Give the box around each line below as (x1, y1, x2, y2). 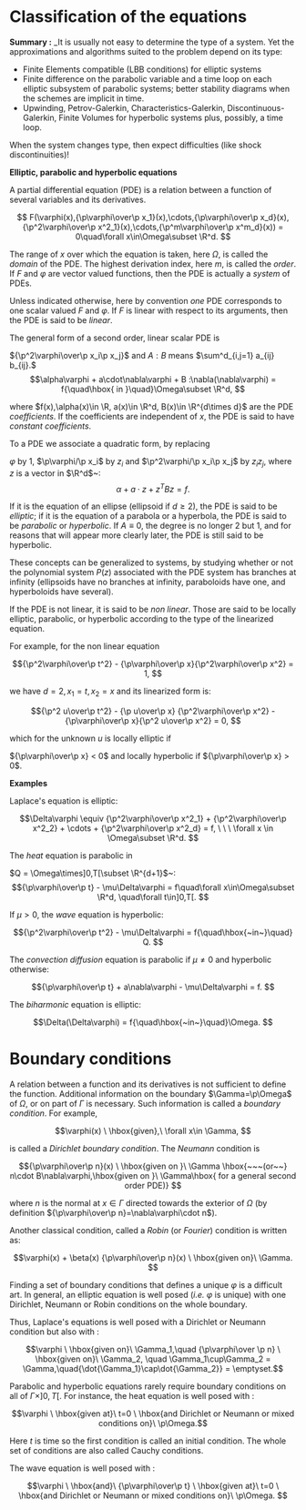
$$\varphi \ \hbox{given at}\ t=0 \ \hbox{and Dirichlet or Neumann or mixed (11, 1408, 295, 1419)
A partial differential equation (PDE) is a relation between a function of (9, 184, 272, 195)
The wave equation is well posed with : (9, 1463, 156, 1474)
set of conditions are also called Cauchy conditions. (9, 1445, 204, 1456)
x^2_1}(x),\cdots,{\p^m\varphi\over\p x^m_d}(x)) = (97, 221, 284, 232)
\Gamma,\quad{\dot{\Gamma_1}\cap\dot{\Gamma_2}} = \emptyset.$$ (22, 1363, 284, 1374)
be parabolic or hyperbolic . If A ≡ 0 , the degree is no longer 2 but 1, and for (9, 521, 291, 532)
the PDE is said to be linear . (9, 314, 113, 325)
